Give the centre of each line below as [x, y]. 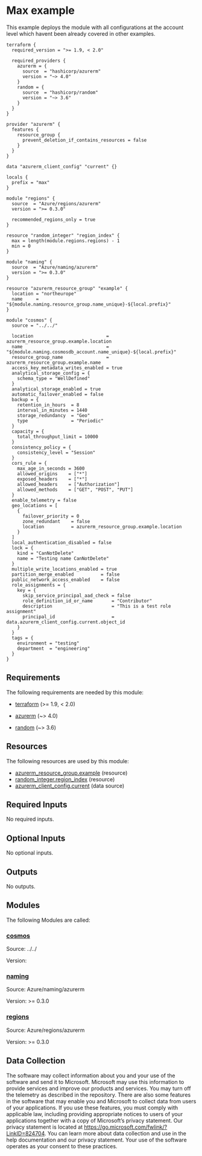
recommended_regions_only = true [54, 219]
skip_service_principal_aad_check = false [76, 596]
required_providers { [39, 61]
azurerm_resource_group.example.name [54, 363]
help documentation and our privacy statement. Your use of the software [96, 1140]
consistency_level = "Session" [56, 452]
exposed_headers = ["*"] [52, 479]
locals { [17, 177]
